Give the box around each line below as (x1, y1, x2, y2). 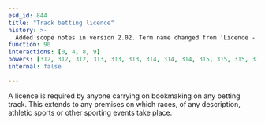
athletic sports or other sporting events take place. (8, 108, 173, 117)
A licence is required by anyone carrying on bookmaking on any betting (8, 91, 241, 101)
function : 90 (8, 41, 51, 49)
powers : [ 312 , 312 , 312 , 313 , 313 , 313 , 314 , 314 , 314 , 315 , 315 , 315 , (8, 56, 249, 64)
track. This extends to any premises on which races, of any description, (8, 99, 241, 108)
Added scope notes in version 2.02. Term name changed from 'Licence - (15, 33, 256, 42)
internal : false (8, 63, 62, 71)
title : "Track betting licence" (8, 19, 114, 27)
